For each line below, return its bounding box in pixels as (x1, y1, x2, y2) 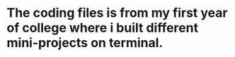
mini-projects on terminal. (6, 35, 164, 51)
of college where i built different (6, 20, 199, 36)
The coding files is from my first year (6, 5, 228, 21)
